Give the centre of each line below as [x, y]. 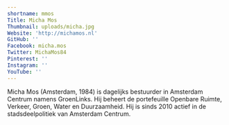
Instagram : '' [28, 65]
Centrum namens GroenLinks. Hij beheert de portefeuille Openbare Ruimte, [114, 99]
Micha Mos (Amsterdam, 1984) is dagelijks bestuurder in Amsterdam [105, 92]
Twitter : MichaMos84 [37, 53]
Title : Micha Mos [32, 20]
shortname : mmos [31, 14]
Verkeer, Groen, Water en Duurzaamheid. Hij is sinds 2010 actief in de [107, 106]
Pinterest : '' [28, 59]
